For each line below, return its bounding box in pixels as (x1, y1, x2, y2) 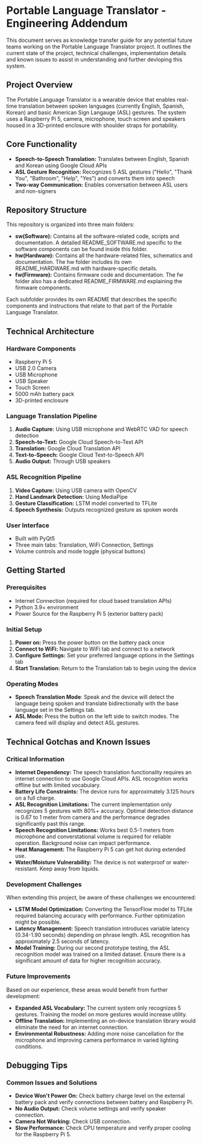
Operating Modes (6, 679, 58, 688)
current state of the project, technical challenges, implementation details (6, 49, 187, 56)
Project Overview (6, 80, 73, 90)
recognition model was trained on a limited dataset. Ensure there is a (14, 951, 186, 958)
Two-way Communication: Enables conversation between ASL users (14, 181, 188, 188)
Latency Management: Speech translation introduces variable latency (14, 925, 190, 932)
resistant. (14, 865, 39, 872)
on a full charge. (14, 794, 56, 801)
